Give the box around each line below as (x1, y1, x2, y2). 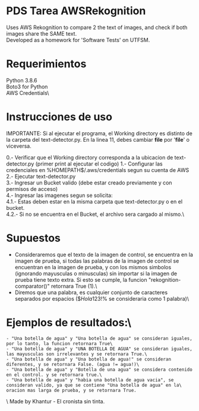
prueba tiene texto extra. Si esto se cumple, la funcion (14, 276, 147, 283)
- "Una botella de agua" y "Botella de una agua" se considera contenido (6, 367, 193, 372)
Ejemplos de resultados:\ (6, 316, 132, 329)
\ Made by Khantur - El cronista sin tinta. (6, 397, 105, 404)
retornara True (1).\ (50, 282, 97, 289)
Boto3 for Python (6, 83, 48, 90)
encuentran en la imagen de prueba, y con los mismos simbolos (14, 263, 172, 270)
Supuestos (6, 231, 61, 244)
